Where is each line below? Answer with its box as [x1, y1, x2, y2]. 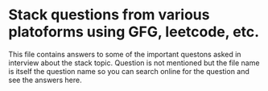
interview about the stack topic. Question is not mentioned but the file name [8, 58, 260, 68]
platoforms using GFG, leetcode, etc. [8, 23, 260, 41]
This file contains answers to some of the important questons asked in [8, 49, 241, 59]
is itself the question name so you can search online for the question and [8, 66, 249, 76]
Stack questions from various [8, 6, 210, 24]
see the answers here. [8, 75, 82, 85]
